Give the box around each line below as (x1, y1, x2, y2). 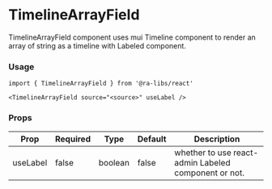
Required (55, 133, 91, 145)
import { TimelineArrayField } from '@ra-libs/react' (8, 79, 194, 88)
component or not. (173, 167, 245, 178)
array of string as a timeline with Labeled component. (8, 40, 186, 50)
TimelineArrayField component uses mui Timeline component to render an (8, 32, 257, 42)
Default (137, 133, 167, 145)
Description (193, 133, 240, 145)
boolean (98, 157, 130, 168)
